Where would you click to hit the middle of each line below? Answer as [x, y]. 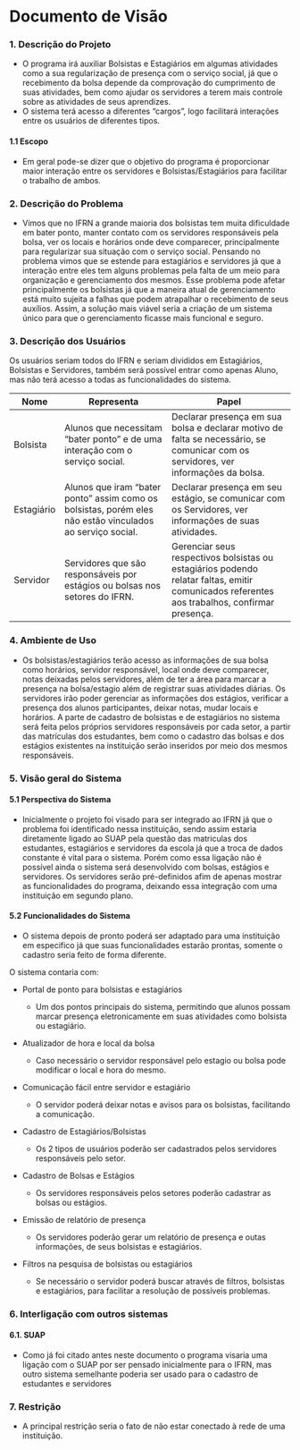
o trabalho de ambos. [61, 180]
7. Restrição [35, 1406]
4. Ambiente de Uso [53, 640]
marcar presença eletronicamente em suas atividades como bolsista [161, 1016]
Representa [114, 402]
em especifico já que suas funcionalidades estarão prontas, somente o [152, 945]
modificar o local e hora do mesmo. [101, 1070]
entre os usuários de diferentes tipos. [91, 121]
